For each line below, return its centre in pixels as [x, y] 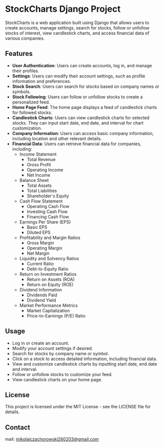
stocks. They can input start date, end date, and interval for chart [78, 123]
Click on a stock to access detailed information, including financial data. [85, 359]
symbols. [21, 91]
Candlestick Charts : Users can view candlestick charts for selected [81, 118]
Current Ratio [40, 263]
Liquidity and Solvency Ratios [49, 258]
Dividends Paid [42, 295]
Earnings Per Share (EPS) [45, 222]
